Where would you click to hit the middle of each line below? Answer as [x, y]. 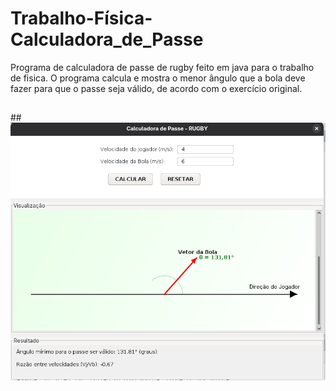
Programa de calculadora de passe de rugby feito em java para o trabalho [162, 67]
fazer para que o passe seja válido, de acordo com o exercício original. [156, 88]
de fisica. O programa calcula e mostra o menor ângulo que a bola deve [158, 78]
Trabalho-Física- [81, 18]
